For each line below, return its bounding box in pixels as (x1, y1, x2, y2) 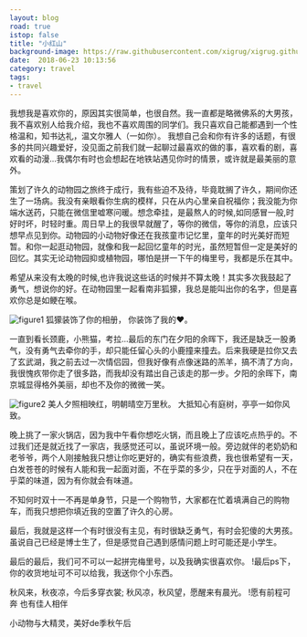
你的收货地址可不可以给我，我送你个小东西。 (9, 567, 178, 578)
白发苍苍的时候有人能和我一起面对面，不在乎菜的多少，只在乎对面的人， (9, 463, 281, 475)
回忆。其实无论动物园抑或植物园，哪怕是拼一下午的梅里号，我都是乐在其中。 (9, 252, 298, 263)
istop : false (9, 30, 59, 39)
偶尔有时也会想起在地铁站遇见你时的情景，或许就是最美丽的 (64, 152, 290, 164)
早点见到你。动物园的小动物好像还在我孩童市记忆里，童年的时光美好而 (16, 229, 281, 240)
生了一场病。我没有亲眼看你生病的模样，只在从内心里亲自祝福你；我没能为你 (9, 195, 298, 206)
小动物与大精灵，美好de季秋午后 (9, 617, 132, 628)
